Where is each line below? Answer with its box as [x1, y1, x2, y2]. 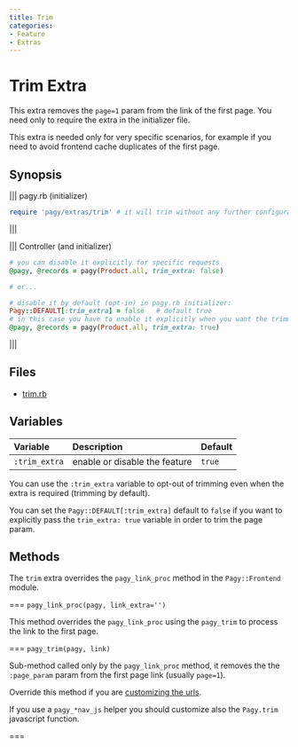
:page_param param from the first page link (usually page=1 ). [9, 670, 226, 680]
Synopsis [9, 167, 62, 182]
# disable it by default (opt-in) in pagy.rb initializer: [9, 298, 232, 307]
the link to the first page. [9, 626, 99, 637]
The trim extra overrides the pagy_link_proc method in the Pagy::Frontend [9, 573, 281, 584]
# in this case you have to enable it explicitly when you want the [9, 315, 268, 324]
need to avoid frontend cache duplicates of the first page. [9, 141, 220, 152]
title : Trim [9, 12, 53, 22]
